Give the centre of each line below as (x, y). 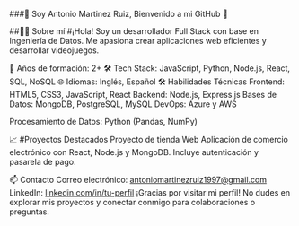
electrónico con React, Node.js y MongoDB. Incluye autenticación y (134, 152)
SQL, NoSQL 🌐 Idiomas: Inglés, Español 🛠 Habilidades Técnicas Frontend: (147, 82)
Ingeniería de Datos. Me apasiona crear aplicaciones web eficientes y (138, 41)
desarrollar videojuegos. (54, 50)
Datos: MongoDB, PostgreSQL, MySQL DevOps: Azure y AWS (123, 104)
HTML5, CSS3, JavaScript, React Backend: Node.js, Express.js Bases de (143, 95)
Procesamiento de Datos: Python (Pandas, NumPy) (103, 122)
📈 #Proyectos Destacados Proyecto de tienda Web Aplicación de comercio (149, 139)
